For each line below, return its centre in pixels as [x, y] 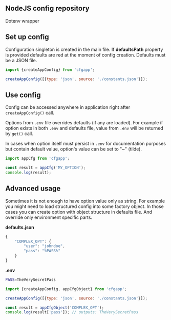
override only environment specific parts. [49, 217]
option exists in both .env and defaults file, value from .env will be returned [84, 128]
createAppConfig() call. [30, 113]
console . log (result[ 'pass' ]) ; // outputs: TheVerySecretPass [72, 312]
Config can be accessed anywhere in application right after [68, 107]
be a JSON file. [21, 60]
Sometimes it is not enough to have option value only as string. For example [85, 201]
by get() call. [19, 134]
